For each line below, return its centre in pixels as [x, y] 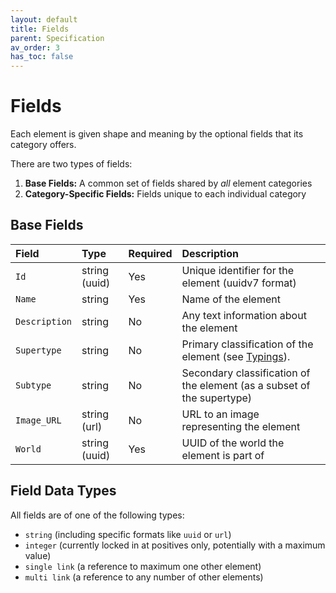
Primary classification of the [247, 344]
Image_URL [38, 420]
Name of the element [231, 299]
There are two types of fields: [71, 164]
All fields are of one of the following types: [97, 515]
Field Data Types [63, 491]
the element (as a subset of [246, 385]
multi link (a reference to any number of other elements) [144, 577]
